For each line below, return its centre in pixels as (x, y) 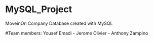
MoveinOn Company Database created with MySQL (59, 23)
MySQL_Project (39, 9)
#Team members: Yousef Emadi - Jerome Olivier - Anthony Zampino (77, 33)
